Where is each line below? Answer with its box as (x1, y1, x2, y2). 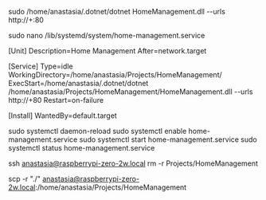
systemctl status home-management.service (8, 143, 155, 152)
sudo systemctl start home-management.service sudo (79, 135, 257, 144)
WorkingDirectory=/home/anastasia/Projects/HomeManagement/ (8, 70, 223, 79)
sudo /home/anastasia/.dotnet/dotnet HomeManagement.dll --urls (8, 7, 225, 16)
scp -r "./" (8, 175, 41, 183)
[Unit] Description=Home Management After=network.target (8, 46, 207, 55)
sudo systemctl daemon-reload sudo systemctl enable (8, 127, 187, 135)
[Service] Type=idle (8, 61, 73, 71)
